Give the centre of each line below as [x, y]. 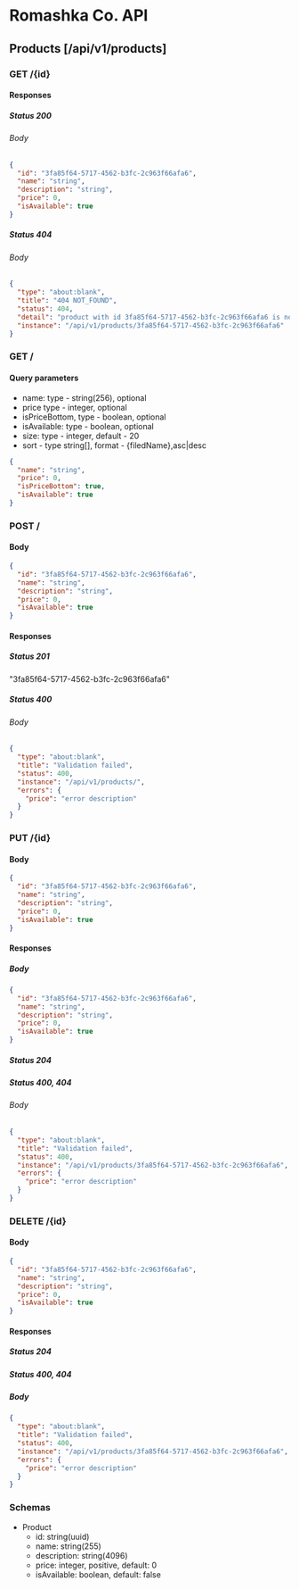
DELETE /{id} [38, 1221]
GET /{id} [30, 74]
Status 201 [30, 656]
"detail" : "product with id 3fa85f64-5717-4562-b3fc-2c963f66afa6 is [149, 317]
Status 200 [30, 115]
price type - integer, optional [74, 407]
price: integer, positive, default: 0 [96, 1565]
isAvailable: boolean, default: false [98, 1574]
